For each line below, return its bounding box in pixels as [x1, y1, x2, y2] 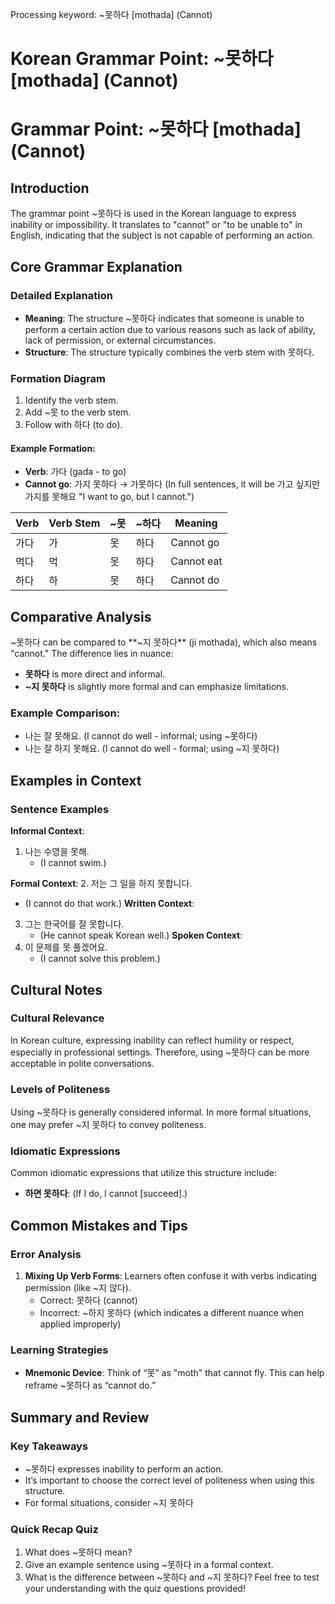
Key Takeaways [10, 1439, 89, 1453]
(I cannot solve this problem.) [39, 953, 161, 965]
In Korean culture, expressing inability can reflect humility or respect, [10, 1034, 295, 1046]
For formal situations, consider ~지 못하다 [24, 1497, 194, 1509]
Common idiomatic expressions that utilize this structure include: [10, 1167, 278, 1179]
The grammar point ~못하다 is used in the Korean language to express [10, 208, 297, 220]
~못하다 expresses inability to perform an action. [24, 1463, 224, 1475]
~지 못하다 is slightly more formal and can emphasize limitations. [24, 681, 289, 693]
